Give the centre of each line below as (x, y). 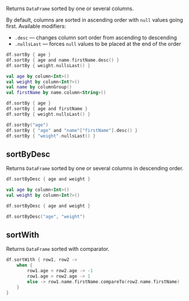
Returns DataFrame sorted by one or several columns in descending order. (95, 168)
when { (25, 265)
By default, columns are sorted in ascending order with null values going (95, 20)
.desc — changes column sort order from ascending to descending (96, 37)
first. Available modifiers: (36, 26)
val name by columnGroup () (39, 87)
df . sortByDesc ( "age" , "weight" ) (45, 216)
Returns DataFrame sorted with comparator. (58, 249)
